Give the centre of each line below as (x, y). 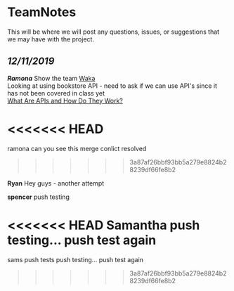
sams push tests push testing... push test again (76, 259)
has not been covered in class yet (56, 93)
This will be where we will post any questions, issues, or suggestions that (113, 32)
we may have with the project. (51, 39)
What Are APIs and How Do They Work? (65, 101)
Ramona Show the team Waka (51, 78)
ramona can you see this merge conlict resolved (77, 148)
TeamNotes (42, 12)
